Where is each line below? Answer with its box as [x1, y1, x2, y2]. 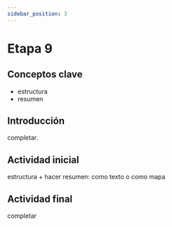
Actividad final [7, 193, 73, 205]
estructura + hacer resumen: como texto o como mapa [7, 173, 166, 181]
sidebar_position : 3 [7, 10, 68, 18]
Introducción [7, 115, 65, 127]
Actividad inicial [7, 154, 79, 166]
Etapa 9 [7, 40, 53, 56]
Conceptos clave [7, 68, 83, 81]
